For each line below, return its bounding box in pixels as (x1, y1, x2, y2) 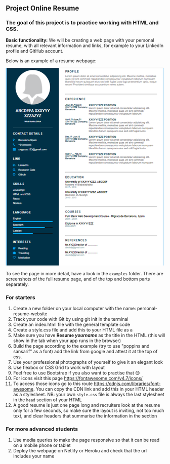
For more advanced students (6, 425, 78, 432)
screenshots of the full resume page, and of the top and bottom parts (6, 276, 150, 282)
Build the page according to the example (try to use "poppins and (13, 343, 150, 349)
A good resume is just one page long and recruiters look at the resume (13, 402, 160, 408)
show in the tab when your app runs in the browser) (13, 338, 121, 344)
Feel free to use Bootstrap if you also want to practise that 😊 (13, 369, 140, 376)
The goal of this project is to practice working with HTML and (6, 19, 159, 26)
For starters (6, 293, 35, 301)
